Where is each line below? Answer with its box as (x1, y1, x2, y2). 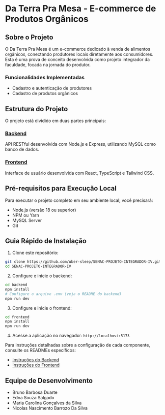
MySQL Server (12, 217, 42, 223)
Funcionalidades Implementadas (5, 74, 85, 81)
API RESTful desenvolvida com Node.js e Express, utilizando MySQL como (5, 141, 156, 147)
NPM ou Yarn (12, 212, 39, 218)
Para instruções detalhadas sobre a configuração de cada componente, (5, 342, 151, 348)
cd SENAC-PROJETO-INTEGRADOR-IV (5, 264, 71, 269)
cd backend (5, 283, 27, 287)
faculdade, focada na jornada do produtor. (5, 62, 91, 67)
